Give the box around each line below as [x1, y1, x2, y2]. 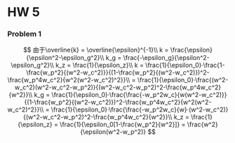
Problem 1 [7, 29, 42, 39]
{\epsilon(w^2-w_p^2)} [80, 128, 146, 136]
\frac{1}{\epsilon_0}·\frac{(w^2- [137, 76, 229, 84]
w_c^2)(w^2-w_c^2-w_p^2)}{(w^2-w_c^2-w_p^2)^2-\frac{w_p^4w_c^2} [14, 83, 222, 91]
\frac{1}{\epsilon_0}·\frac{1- [145, 61, 225, 70]
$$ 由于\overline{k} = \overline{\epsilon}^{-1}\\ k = [23, 46, 169, 54]
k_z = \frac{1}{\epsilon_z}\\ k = [55, 61, 144, 70]
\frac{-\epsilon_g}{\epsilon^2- [123, 54, 210, 62]
